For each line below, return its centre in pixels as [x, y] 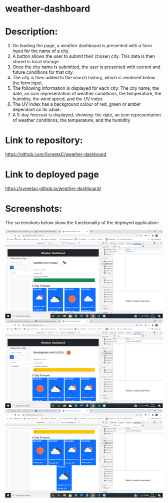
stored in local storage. [36, 62]
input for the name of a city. [41, 51]
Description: [31, 32]
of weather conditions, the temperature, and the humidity [71, 120]
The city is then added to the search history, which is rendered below [84, 78]
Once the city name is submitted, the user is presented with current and [86, 67]
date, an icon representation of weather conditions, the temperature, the [87, 94]
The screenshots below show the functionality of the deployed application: [82, 222]
